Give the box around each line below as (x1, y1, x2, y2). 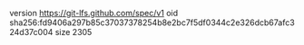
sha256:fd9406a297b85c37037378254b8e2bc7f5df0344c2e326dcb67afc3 (9, 17, 295, 28)
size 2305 (54, 27, 93, 37)
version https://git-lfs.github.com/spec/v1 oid (9, 8, 179, 18)
